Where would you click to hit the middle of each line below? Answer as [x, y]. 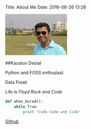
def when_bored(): [24, 101]
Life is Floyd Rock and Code [34, 92]
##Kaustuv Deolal [23, 63]
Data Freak [16, 82]
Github [12, 121]
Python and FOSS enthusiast [34, 73]
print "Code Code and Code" [52, 112]
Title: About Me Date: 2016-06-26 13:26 [46, 7]
